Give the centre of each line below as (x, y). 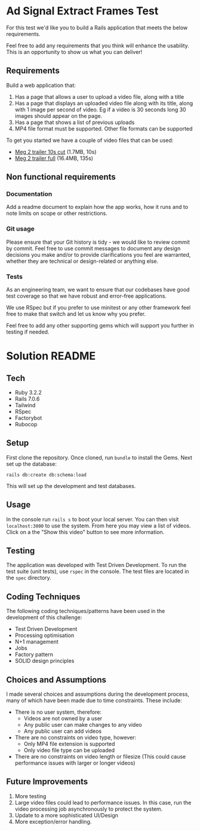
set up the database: (31, 464)
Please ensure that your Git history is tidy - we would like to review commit (98, 242)
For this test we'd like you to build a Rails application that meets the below (97, 28)
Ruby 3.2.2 (28, 393)
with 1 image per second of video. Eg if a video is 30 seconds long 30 (100, 110)
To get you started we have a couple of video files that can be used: (90, 140)
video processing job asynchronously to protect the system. (89, 809)
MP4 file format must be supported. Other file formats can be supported (104, 128)
